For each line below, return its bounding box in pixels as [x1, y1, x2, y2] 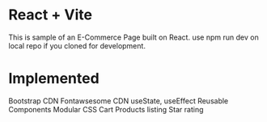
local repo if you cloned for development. [8, 40, 146, 50]
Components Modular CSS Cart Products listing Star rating [8, 104, 204, 114]
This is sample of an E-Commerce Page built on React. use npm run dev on [8, 32, 259, 42]
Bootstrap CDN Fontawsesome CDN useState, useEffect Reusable [8, 95, 229, 106]
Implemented [8, 69, 100, 88]
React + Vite [8, 6, 93, 24]
